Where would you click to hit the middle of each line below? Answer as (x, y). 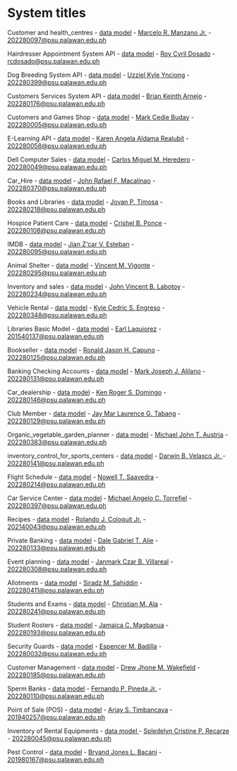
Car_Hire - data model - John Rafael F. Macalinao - (81, 181)
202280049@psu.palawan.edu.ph (57, 166)
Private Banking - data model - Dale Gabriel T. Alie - (83, 540)
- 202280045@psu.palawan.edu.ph (59, 738)
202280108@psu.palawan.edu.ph (56, 230)
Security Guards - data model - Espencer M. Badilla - (85, 646)
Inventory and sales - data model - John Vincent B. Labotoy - (96, 286)
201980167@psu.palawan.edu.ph (56, 759)
